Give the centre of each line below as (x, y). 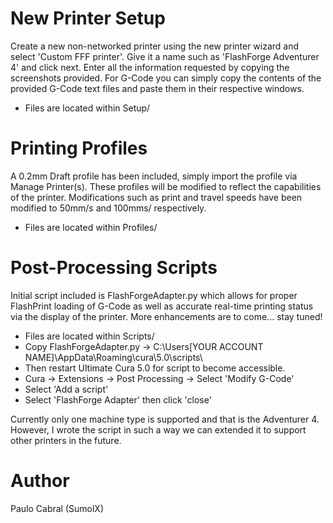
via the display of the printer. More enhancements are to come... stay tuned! (166, 316)
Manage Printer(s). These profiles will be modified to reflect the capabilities (166, 186)
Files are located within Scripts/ (89, 336)
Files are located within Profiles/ (91, 227)
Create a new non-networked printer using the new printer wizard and (155, 46)
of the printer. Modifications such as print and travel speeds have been (156, 197)
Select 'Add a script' (66, 389)
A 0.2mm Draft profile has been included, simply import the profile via (154, 176)
